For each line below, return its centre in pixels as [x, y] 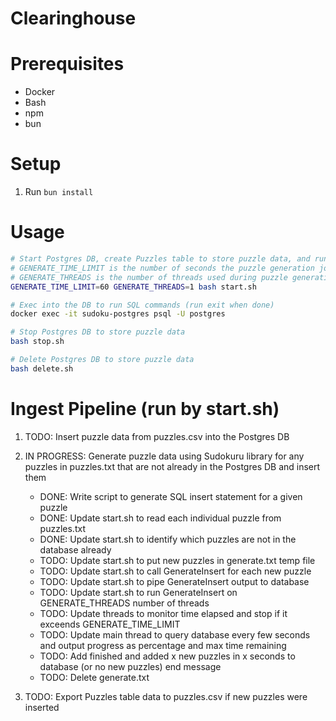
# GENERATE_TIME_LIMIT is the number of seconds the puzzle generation [162, 268]
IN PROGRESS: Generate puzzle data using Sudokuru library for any [164, 456]
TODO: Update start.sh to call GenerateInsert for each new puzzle [175, 571]
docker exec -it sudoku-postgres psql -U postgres [118, 314]
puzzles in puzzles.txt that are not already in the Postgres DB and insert [172, 466]
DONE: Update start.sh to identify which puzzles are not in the [168, 539]
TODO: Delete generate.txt [94, 677]
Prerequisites [67, 64]
